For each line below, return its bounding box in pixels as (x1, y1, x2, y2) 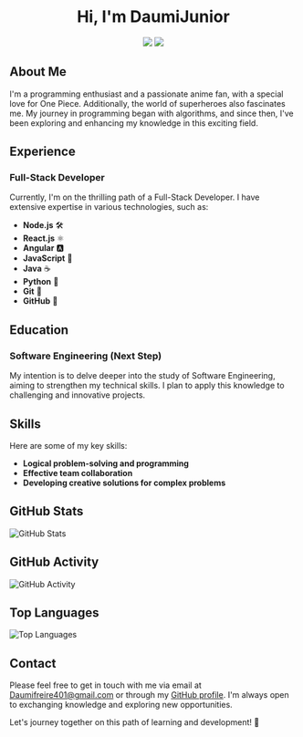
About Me (9, 64, 67, 79)
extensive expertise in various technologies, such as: (9, 202, 209, 213)
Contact (9, 655, 57, 671)
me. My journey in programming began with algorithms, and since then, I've (9, 108, 294, 119)
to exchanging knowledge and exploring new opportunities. (9, 700, 233, 711)
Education (9, 322, 69, 337)
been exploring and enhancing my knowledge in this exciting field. (9, 117, 258, 129)
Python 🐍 (22, 276, 59, 287)
